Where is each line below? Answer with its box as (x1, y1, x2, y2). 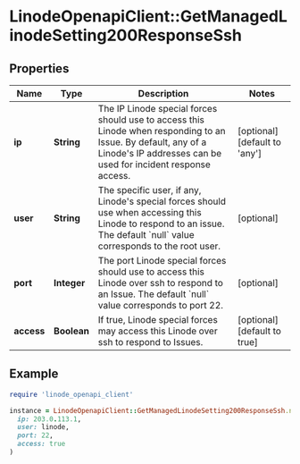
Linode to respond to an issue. (97, 217, 225, 230)
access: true (17, 440, 66, 449)
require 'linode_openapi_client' (9, 390, 134, 399)
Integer (53, 277, 86, 289)
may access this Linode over (97, 325, 218, 337)
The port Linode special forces (97, 255, 227, 266)
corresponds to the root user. (97, 240, 221, 252)
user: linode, (17, 423, 70, 432)
